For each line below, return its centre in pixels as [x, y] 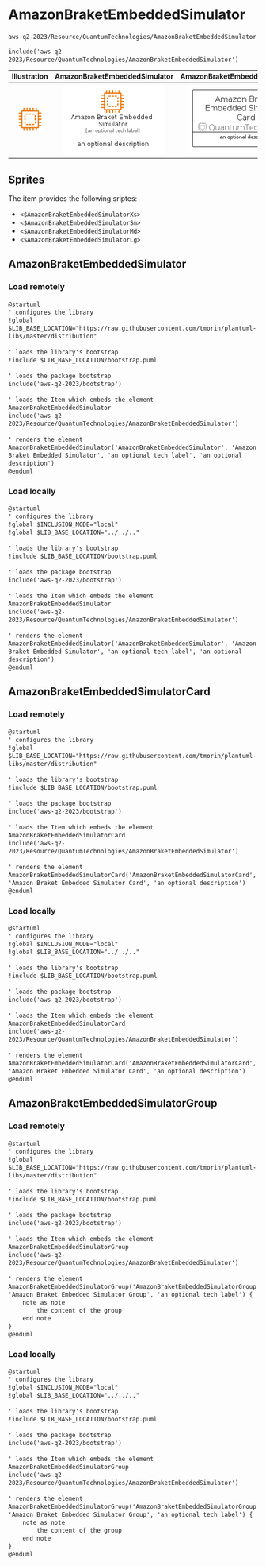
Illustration [30, 76]
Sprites [27, 179]
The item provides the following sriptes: [73, 199]
